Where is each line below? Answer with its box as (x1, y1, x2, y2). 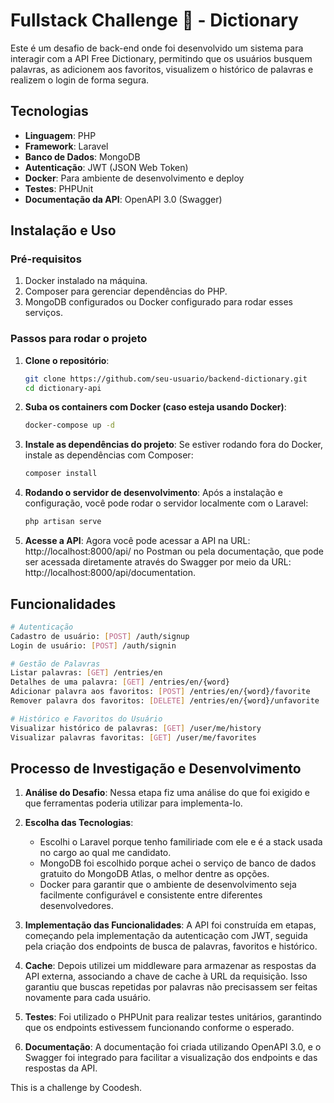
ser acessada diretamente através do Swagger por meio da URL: (24, 556, 292, 568)
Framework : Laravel (24, 140, 109, 152)
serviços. (24, 307, 63, 319)
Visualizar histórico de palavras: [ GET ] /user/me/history (10, 723, 262, 733)
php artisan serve (24, 517, 102, 527)
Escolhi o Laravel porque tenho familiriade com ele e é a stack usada (39, 836, 323, 848)
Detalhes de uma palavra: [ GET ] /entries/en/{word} (10, 677, 230, 688)
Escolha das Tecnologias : (24, 817, 134, 829)
